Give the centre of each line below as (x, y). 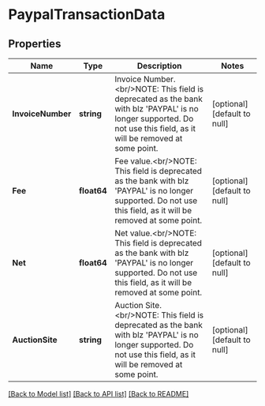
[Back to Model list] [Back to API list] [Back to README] (99, 394)
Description (159, 66)
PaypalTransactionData (87, 15)
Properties (35, 44)
